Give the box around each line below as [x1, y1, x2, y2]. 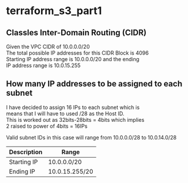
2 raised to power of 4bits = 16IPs [6, 122, 88, 129]
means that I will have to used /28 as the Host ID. [6, 110, 125, 117]
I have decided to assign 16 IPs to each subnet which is [6, 104, 140, 111]
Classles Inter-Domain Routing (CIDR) [6, 28, 147, 38]
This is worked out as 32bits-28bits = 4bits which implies [6, 116, 145, 123]
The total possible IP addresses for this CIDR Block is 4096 [6, 49, 149, 56]
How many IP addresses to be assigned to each [6, 79, 183, 89]
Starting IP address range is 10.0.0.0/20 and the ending [6, 56, 140, 62]
